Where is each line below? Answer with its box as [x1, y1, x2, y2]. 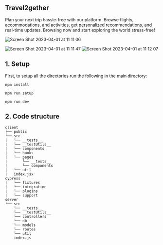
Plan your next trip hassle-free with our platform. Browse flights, [5, 16, 134, 22]
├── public [5, 130, 27, 134]
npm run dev [5, 99, 29, 104]
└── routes [14, 227, 36, 232]
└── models [14, 223, 36, 228]
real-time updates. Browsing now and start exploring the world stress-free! [5, 27, 155, 33]
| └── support [5, 193, 38, 198]
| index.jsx [5, 172, 34, 177]
